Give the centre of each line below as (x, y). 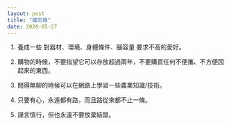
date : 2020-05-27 (32, 26)
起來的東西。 (35, 71)
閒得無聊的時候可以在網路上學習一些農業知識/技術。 (91, 85)
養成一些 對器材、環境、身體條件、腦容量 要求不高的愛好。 (101, 47)
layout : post (26, 14)
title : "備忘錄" (29, 20)
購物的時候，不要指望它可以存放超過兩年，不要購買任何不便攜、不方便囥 (120, 62)
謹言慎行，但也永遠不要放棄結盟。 (66, 115)
